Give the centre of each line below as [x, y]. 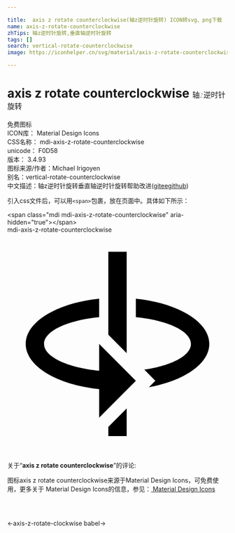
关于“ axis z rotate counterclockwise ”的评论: [72, 465]
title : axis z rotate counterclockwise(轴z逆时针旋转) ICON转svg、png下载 [115, 20]
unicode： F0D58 [33, 150]
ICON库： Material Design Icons [53, 133]
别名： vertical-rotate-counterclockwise [64, 177]
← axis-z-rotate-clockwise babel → [57, 523]
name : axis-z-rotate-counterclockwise [64, 26]
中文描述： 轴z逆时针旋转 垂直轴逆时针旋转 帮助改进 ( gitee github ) [98, 185]
